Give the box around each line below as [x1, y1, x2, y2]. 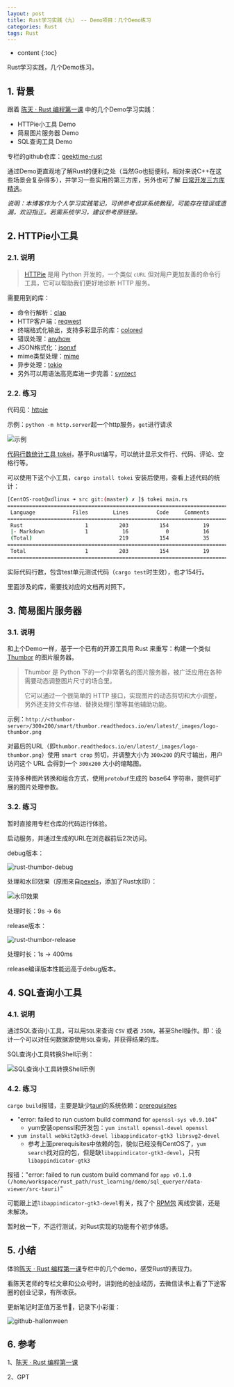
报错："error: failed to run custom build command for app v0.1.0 [7, 1170, 192, 1179]
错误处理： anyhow [17, 334, 71, 343]
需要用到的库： [7, 293, 50, 301]
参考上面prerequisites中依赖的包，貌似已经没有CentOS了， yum [27, 1139, 206, 1147]
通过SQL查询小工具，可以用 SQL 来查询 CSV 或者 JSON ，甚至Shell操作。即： [7, 1026, 216, 1035]
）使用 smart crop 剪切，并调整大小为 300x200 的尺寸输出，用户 [41, 751, 224, 759]
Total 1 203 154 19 [10, 548, 210, 555]
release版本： [7, 921, 47, 930]
